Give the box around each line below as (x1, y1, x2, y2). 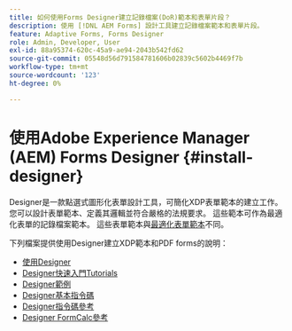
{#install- (182, 147, 254, 167)
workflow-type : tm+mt (9, 63, 89, 72)
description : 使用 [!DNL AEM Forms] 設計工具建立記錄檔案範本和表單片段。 (9, 21, 264, 30)
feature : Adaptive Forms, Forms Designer (9, 29, 165, 38)
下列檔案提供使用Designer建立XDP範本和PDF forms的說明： (9, 237, 228, 248)
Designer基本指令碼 (21, 289, 95, 300)
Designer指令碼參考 (21, 301, 95, 311)
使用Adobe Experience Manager (9, 128, 250, 147)
